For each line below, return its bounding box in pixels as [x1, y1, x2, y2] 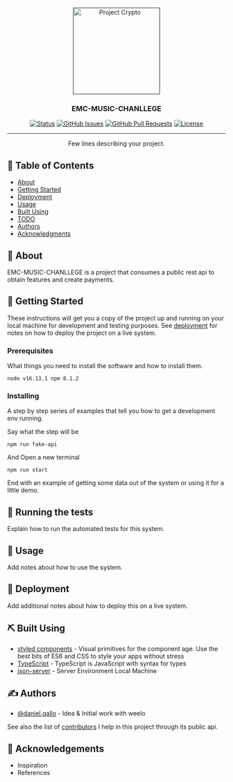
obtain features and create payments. [7, 275, 114, 284]
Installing [7, 391, 40, 401]
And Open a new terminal [7, 453, 80, 462]
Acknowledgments [17, 229, 71, 238]
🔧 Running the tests [7, 506, 94, 518]
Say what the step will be [7, 428, 79, 436]
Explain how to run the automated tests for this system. [7, 525, 165, 533]
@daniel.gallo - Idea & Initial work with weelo [17, 709, 146, 718]
